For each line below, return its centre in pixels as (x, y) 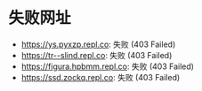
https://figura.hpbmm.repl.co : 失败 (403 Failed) (108, 66)
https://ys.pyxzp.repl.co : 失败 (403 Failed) (98, 44)
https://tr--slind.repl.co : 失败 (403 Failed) (97, 55)
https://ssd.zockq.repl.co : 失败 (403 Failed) (101, 77)
